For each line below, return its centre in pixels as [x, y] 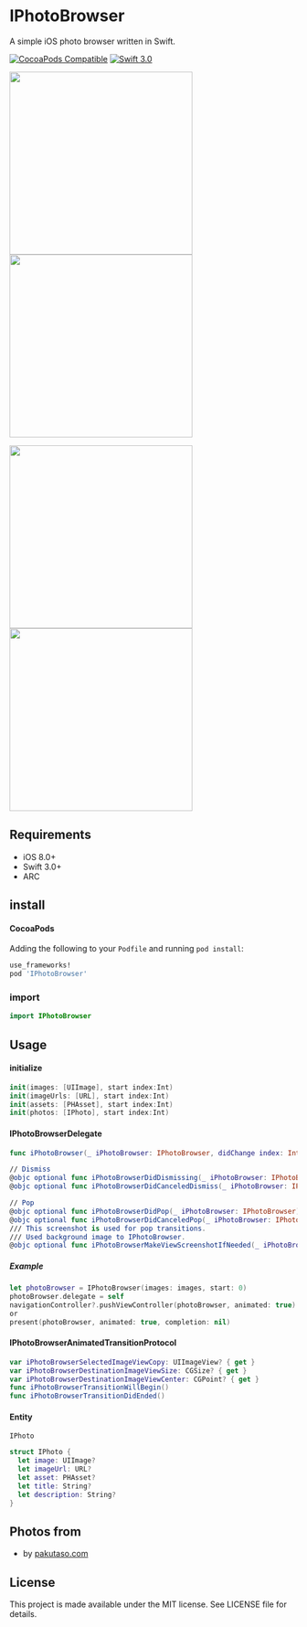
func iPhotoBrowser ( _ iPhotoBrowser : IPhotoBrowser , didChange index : [147, 1153]
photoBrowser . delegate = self [67, 1297]
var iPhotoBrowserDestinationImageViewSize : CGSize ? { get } [128, 1371]
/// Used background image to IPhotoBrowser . [97, 1237]
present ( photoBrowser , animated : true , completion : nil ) [120, 1322]
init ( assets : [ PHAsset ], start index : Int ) [91, 1104]
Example [26, 1266]
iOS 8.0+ [39, 856]
